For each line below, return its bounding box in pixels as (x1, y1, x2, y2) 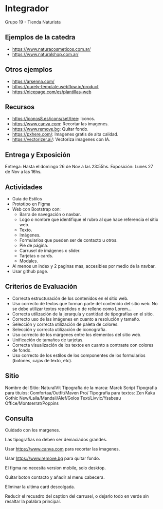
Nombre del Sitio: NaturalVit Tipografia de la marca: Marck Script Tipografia (5, 385, 157, 391)
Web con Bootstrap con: (12, 206, 61, 212)
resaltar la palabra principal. (5, 498, 61, 505)
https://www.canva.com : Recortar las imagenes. (12, 121, 109, 127)
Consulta (5, 414, 34, 423)
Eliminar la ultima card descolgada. (5, 484, 75, 490)
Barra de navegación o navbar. (19, 212, 81, 217)
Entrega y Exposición (5, 151, 71, 159)
